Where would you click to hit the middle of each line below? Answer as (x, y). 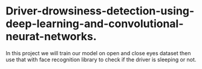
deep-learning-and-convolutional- (95, 24)
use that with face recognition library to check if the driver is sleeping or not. (101, 59)
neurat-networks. (51, 37)
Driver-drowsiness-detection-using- (100, 11)
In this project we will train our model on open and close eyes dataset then (98, 53)
